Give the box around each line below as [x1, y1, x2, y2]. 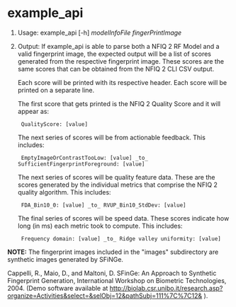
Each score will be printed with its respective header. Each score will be [17, 78, 227, 86]
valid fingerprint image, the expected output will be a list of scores [17, 50, 211, 58]
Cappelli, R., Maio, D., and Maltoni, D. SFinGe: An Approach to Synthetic [7, 269, 217, 277]
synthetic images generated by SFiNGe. [7, 255, 124, 263]
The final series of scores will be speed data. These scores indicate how [17, 214, 230, 222]
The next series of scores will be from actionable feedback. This [17, 133, 206, 141]
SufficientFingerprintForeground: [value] [17, 161, 145, 168]
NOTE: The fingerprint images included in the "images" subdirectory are [7, 248, 219, 256]
